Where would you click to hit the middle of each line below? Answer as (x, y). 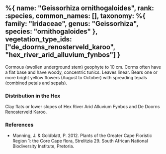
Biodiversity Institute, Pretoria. (43, 146)
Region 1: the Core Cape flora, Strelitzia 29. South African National (80, 141)
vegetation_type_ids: (39, 39)
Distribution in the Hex (33, 96)
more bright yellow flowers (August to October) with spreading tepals (76, 77)
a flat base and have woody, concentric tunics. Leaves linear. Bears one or (82, 72)
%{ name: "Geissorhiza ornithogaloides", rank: (80, 8)
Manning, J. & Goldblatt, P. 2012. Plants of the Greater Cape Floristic (82, 136)
